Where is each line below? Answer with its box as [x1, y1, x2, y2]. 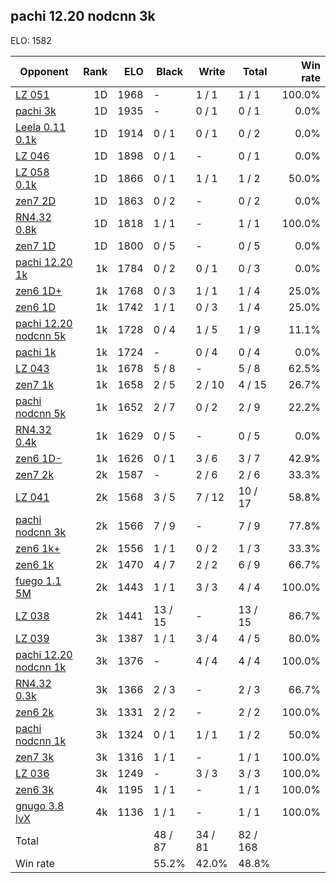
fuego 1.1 [15, 574, 62, 588]
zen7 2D [15, 194, 56, 208]
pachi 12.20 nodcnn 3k [10, 8, 156, 25]
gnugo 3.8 [15, 799, 65, 813]
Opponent [19, 64, 69, 78]
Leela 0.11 [15, 120, 67, 134]
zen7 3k [15, 750, 55, 764]
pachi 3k [15, 104, 57, 118]
